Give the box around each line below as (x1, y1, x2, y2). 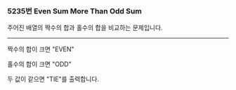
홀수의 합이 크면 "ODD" (7, 60, 72, 68)
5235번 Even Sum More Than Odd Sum (7, 6, 142, 15)
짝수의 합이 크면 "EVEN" (7, 45, 75, 53)
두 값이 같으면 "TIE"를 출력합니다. (7, 75, 100, 84)
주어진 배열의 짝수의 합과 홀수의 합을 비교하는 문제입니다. (7, 23, 163, 32)
